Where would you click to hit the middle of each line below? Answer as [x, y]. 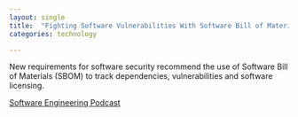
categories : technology [53, 34]
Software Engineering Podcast [65, 103]
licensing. [27, 86]
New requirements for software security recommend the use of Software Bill [149, 66]
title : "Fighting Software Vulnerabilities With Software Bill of [137, 26]
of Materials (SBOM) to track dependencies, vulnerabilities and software [141, 76]
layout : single [37, 17]
